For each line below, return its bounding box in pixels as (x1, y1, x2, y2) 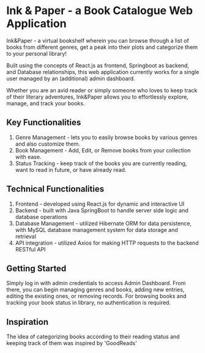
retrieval (15, 232, 37, 240)
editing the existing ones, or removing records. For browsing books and (6, 292, 187, 300)
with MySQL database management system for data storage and (15, 226, 179, 233)
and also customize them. (15, 140, 81, 147)
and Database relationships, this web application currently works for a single (6, 68, 199, 75)
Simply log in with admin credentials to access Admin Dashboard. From (6, 280, 186, 287)
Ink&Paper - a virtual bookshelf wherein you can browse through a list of (6, 37, 190, 44)
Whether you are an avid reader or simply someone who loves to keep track (6, 86, 198, 94)
